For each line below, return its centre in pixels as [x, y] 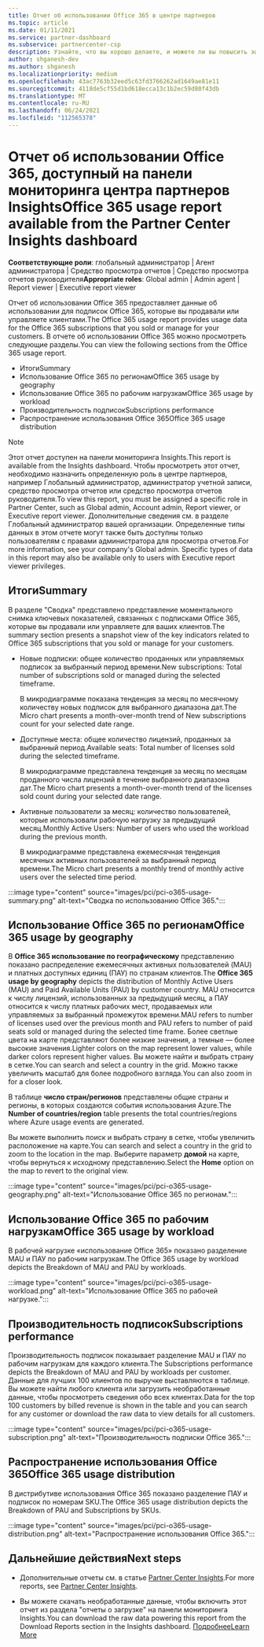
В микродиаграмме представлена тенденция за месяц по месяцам [133, 771]
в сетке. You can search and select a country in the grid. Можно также [123, 1065]
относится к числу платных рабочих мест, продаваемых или [110, 1007]
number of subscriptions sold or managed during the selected [120, 675]
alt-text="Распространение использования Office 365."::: [159, 1534]
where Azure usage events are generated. [76, 1122]
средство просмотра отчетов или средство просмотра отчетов [115, 490]
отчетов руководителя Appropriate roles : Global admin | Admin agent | [124, 279]
